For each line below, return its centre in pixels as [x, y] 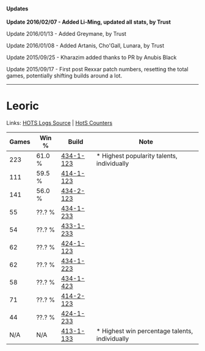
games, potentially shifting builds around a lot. [64, 76]
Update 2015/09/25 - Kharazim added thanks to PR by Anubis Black [92, 57]
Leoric [23, 106]
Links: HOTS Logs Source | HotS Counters [59, 123]
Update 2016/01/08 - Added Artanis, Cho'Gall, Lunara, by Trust [85, 46]
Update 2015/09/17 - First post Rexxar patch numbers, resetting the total [97, 69]
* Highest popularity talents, [137, 156]
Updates [17, 9]
